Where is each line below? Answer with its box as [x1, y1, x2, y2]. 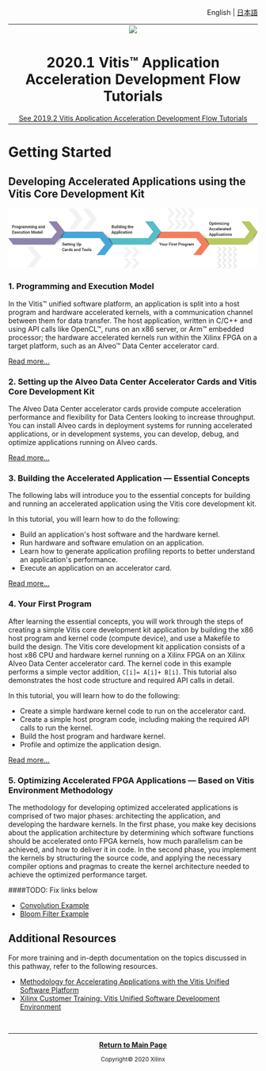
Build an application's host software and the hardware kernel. [19, 530, 220, 539]
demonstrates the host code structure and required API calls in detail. [8, 675, 235, 685]
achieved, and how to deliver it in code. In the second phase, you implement [8, 845, 257, 854]
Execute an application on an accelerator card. [19, 564, 173, 573]
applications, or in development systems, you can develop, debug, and [8, 429, 239, 439]
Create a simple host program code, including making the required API [19, 714, 249, 723]
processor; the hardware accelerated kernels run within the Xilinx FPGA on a [8, 332, 257, 342]
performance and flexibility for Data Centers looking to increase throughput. [8, 412, 256, 422]
